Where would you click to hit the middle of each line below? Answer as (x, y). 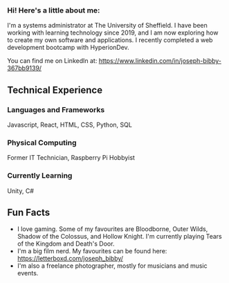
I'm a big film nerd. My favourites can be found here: (92, 251)
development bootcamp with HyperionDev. (68, 48)
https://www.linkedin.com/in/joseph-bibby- (160, 61)
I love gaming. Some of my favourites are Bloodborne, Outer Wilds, (112, 229)
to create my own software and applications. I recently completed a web (110, 40)
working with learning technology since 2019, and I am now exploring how (113, 33)
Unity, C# (21, 191)
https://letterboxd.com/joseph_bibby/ (70, 259)
